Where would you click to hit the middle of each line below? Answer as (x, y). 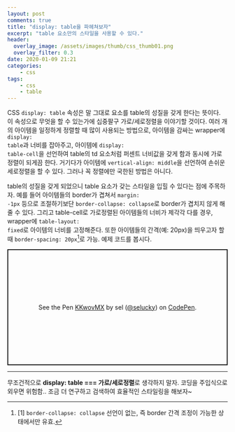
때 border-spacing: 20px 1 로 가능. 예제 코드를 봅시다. (80, 238)
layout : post (26, 14)
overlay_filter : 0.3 (43, 53)
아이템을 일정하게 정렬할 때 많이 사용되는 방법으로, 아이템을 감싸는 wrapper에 (120, 130)
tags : (15, 79)
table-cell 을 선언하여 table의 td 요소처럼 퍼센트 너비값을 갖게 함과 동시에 (108, 154)
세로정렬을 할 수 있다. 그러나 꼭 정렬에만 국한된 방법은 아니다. (90, 172)
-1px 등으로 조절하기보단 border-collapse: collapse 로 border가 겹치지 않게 (113, 204)
